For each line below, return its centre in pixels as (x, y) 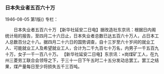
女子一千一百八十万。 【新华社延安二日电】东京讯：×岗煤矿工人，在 (86, 54)
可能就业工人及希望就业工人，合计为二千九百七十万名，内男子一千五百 (84, 48)
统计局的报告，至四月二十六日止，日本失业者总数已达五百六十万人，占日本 (80, 36)
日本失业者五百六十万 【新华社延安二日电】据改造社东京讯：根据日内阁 (85, 30)
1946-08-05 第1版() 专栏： (32, 19)
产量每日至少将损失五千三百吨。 (50, 67)
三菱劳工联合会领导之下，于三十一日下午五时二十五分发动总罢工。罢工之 (82, 60)
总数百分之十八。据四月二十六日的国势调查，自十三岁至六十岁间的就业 (80, 42)
